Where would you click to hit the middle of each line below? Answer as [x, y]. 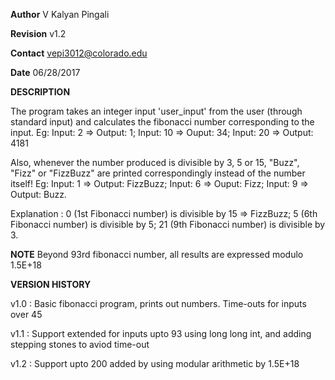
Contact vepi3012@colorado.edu [79, 53]
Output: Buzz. [38, 194]
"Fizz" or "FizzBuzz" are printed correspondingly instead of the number [158, 173]
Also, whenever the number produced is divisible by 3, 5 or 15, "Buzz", [155, 162]
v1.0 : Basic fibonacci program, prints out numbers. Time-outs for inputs [158, 303]
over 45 [26, 314]
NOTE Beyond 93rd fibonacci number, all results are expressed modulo [157, 254]
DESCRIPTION [40, 92]
